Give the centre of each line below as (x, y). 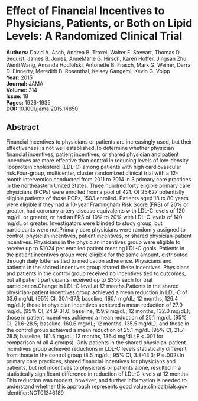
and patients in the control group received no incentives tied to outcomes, (96, 273)
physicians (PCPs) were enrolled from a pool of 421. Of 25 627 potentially (95, 192)
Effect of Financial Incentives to (85, 11)
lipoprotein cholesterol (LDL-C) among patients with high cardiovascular (94, 167)
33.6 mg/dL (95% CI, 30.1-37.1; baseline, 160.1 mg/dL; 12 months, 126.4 (92, 298)
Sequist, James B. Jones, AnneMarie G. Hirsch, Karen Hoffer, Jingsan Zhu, (97, 58)
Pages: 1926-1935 (29, 102)
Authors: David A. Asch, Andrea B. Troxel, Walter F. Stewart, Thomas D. (94, 52)
